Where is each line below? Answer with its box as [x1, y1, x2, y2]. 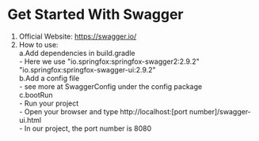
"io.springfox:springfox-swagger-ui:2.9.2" [18, 65, 156, 74]
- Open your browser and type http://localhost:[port [18, 106, 188, 116]
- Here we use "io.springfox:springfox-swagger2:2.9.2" [18, 57, 200, 66]
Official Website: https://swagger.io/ [18, 32, 137, 41]
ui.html [18, 115, 42, 124]
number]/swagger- [189, 106, 251, 116]
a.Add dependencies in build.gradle [18, 48, 135, 58]
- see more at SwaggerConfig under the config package [18, 81, 203, 91]
